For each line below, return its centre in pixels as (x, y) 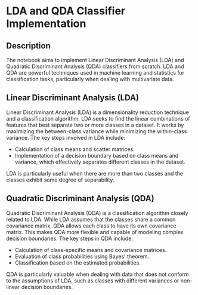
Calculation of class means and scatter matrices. (75, 149)
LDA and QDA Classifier (66, 11)
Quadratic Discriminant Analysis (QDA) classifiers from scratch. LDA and (95, 66)
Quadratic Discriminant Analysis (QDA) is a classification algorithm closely (97, 213)
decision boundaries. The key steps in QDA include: (69, 238)
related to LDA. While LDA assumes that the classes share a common (91, 219)
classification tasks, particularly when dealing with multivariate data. (90, 79)
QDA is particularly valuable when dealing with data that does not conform (98, 274)
